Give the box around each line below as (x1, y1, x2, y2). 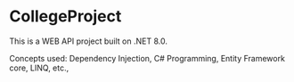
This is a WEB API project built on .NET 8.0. (9, 36, 167, 46)
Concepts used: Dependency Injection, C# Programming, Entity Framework (9, 53, 285, 63)
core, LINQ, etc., (9, 62, 69, 73)
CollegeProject (9, 6, 122, 27)
